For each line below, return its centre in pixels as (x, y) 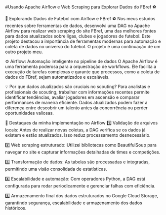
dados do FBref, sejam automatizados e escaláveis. (57, 77)
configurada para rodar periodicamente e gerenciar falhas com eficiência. (80, 186)
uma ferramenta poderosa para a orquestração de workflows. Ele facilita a (81, 66)
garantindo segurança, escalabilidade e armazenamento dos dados (74, 203)
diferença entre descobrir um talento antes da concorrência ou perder (77, 108)
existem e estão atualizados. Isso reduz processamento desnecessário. (78, 135)
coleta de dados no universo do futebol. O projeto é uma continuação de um (83, 46)
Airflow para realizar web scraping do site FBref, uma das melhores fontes (81, 31)
